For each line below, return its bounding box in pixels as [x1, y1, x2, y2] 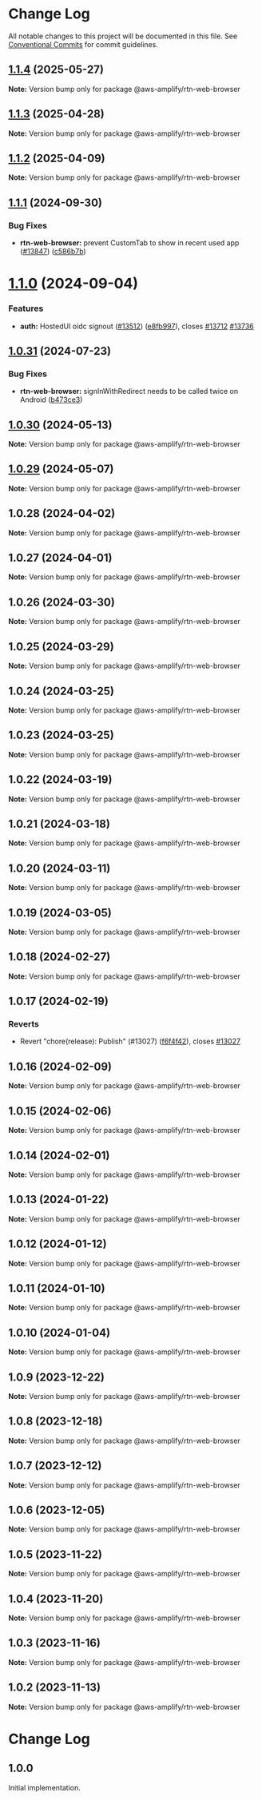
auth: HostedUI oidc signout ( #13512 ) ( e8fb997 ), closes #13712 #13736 [19, 321, 254, 331]
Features [8, 303, 44, 314]
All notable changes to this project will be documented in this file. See [8, 31, 238, 41]
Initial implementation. [8, 1782, 81, 1792]
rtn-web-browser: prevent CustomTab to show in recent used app [19, 238, 240, 248]
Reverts [8, 1019, 40, 1030]
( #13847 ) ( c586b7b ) [19, 247, 86, 256]
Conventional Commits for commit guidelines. [8, 39, 158, 49]
